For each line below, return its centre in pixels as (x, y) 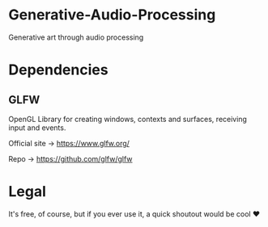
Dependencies (58, 70)
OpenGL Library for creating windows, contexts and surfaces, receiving (128, 119)
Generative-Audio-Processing (112, 15)
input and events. (37, 128)
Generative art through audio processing (76, 37)
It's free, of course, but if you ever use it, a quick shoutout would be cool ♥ (134, 214)
